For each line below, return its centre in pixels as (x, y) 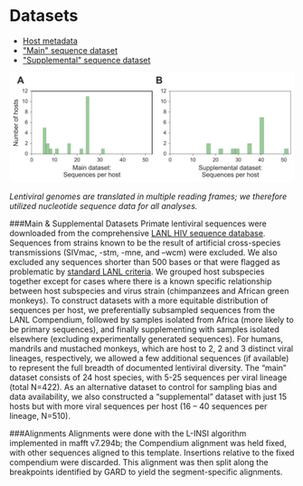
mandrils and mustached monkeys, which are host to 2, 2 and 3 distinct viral (151, 348)
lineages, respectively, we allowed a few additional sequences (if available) (149, 357)
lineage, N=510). (40, 415)
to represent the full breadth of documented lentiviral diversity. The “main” (148, 367)
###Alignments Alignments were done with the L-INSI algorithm (128, 433)
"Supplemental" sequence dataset (86, 60)
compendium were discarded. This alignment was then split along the (139, 462)
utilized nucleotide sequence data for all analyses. (104, 205)
